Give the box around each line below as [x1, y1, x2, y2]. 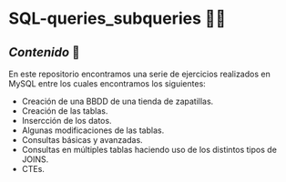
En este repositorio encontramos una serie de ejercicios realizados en [8, 68, 271, 79]
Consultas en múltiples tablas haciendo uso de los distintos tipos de [21, 145, 277, 155]
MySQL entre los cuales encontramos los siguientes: [8, 78, 206, 89]
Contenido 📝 [8, 45, 81, 60]
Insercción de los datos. [21, 116, 112, 126]
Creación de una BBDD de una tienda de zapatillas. [21, 96, 214, 106]
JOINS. [21, 154, 49, 165]
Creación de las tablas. [21, 106, 108, 116]
